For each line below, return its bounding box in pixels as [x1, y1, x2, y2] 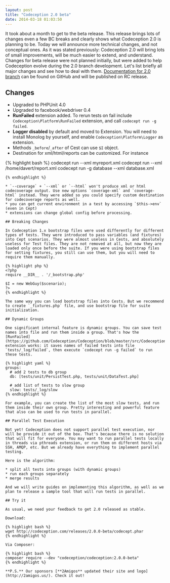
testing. [5, 450, 24, 455]
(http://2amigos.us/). [5, 573, 53, 578]
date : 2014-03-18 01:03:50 [5, 17, 62, 22]
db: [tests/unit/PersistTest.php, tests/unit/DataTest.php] [10, 374, 139, 379]
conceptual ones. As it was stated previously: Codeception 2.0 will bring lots [5, 47, 165, 53]
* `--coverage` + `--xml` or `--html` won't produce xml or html [5, 184, 146, 189]
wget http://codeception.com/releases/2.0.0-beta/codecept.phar [5, 529, 144, 534]
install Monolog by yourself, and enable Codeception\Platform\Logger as [12, 134, 163, 140]
